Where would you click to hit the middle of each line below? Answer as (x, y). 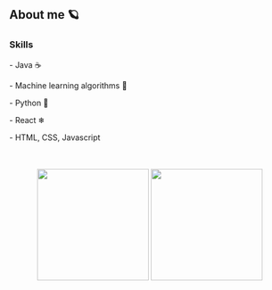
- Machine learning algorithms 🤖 (68, 85)
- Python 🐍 (29, 103)
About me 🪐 (45, 15)
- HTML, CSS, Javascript (55, 137)
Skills (21, 45)
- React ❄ (27, 120)
